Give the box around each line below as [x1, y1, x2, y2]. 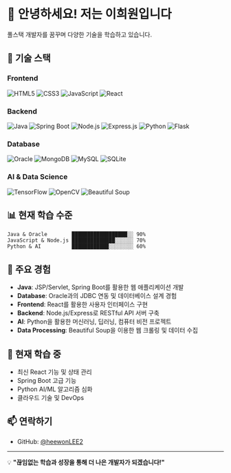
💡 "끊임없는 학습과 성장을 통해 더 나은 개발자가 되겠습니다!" [7, 458, 165, 466]
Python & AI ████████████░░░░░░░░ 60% [7, 243, 146, 250]
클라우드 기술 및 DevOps [16, 393, 85, 401]
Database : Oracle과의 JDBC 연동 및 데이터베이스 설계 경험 [16, 292, 177, 300]
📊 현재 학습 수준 [7, 209, 73, 221]
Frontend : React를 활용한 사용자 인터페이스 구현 [16, 300, 148, 308]
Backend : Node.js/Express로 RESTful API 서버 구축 [16, 309, 159, 317]
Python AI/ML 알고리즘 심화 [16, 385, 93, 393]
